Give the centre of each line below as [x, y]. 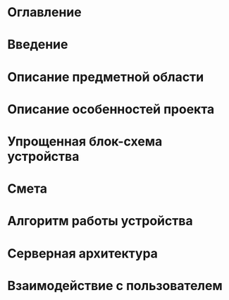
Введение [38, 45]
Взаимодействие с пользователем [115, 286]
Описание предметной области [106, 77]
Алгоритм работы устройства [100, 221]
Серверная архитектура [83, 253]
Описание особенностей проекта [111, 109]
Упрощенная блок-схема [85, 141]
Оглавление [45, 12]
